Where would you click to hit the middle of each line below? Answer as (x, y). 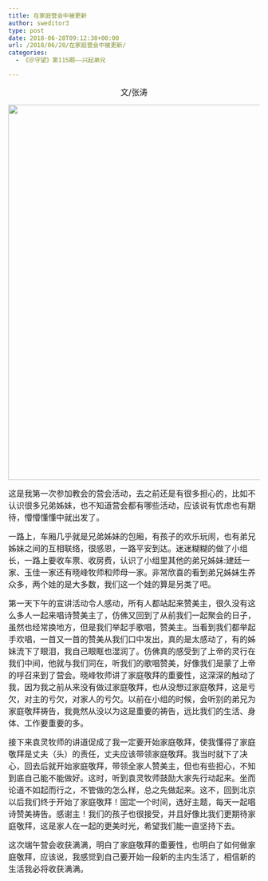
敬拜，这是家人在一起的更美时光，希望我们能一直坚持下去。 (128, 826)
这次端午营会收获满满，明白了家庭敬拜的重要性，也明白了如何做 (128, 845)
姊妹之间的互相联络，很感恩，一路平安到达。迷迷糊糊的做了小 (124, 548)
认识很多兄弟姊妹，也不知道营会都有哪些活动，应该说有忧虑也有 (128, 506)
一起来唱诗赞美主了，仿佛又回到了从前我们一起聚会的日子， (144, 615)
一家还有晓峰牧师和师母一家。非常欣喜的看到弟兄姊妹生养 (148, 572)
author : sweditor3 (39, 23)
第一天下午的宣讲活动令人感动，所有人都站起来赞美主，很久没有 (128, 603)
